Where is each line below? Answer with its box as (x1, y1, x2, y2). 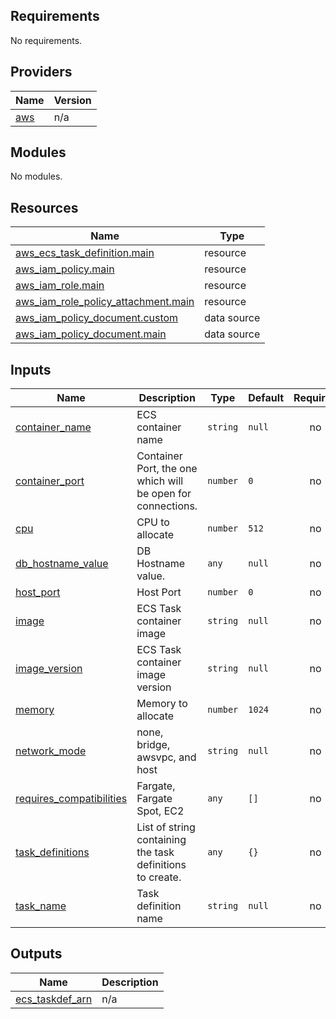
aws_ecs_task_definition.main (15, 246, 155, 260)
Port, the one (136, 462, 198, 476)
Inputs (10, 361, 52, 378)
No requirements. (10, 34, 83, 46)
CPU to (136, 515, 170, 529)
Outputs (10, 945, 63, 963)
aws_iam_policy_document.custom (15, 311, 179, 325)
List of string (136, 820, 196, 834)
